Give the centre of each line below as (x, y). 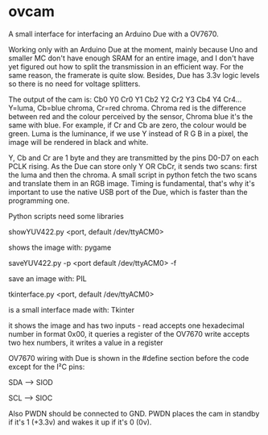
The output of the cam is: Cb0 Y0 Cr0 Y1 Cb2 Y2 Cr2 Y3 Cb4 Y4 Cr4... (125, 99)
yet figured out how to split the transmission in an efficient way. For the (126, 66)
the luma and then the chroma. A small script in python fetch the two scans (133, 175)
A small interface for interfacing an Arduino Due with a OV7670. (113, 34)
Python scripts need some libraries (66, 216)
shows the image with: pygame (60, 247)
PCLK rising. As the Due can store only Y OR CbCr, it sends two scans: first (133, 166)
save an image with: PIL (47, 278)
